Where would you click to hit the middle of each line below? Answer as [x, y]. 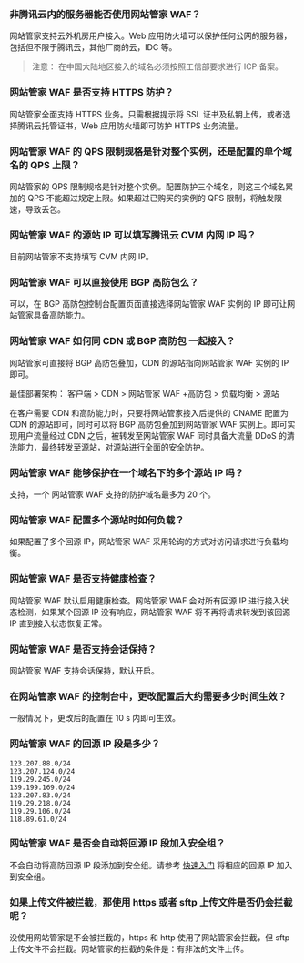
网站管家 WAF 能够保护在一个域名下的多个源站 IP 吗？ [127, 472]
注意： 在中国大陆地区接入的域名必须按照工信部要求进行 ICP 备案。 [157, 66]
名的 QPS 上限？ [45, 165]
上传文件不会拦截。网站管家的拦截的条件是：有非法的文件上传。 [129, 949]
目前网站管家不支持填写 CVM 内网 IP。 [82, 257]
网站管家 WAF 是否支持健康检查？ [83, 579]
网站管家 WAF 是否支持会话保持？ [83, 649]
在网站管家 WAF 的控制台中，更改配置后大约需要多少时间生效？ [148, 696]
